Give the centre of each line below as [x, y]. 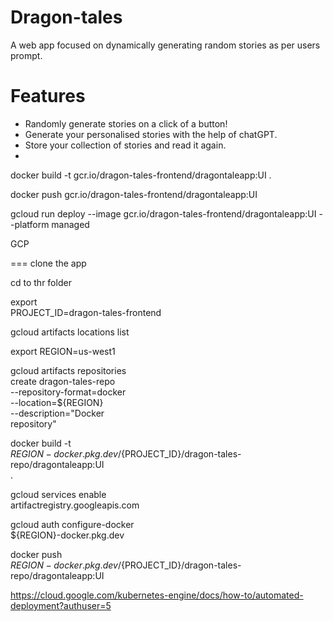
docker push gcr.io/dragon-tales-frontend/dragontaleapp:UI [134, 194]
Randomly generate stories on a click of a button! [126, 123]
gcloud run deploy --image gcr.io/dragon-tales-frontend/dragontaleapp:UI [163, 213]
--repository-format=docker [68, 392]
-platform [30, 224]
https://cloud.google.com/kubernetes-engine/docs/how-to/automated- [157, 595]
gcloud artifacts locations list [70, 332]
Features [48, 96]
